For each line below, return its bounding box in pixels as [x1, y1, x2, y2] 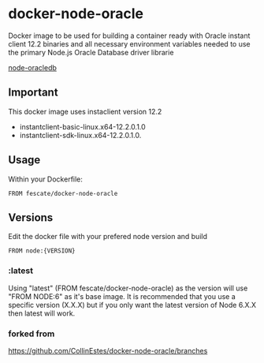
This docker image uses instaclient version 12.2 [8, 107, 162, 116]
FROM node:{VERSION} [8, 247, 76, 255]
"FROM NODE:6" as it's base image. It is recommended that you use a [8, 291, 236, 301]
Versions [8, 211, 54, 224]
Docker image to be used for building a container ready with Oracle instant [8, 31, 251, 40]
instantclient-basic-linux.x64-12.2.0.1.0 [19, 122, 146, 131]
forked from [8, 328, 55, 339]
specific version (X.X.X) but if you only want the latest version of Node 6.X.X [8, 300, 257, 309]
